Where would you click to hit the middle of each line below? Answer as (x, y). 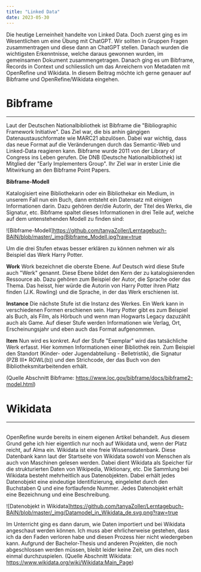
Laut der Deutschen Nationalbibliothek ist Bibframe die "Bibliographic (92, 125)
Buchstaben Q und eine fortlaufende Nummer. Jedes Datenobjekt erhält (95, 488)
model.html (20, 384)
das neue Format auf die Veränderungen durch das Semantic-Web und (94, 145)
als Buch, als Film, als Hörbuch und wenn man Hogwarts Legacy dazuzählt (98, 316)
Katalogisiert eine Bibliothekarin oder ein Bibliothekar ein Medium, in (90, 193)
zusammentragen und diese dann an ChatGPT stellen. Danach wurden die (98, 47)
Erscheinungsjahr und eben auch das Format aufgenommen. (81, 329)
